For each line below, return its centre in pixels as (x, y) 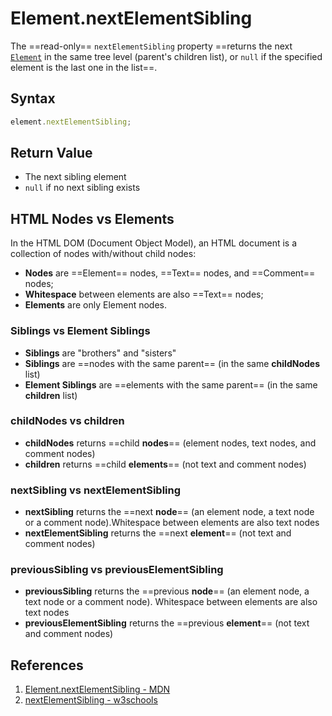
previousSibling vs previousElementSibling (117, 570)
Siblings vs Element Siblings (80, 331)
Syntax (33, 98)
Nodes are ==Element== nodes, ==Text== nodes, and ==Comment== (170, 273)
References (47, 665)
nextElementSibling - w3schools (91, 700)
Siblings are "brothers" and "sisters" (100, 353)
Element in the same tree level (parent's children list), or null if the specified (166, 56)
